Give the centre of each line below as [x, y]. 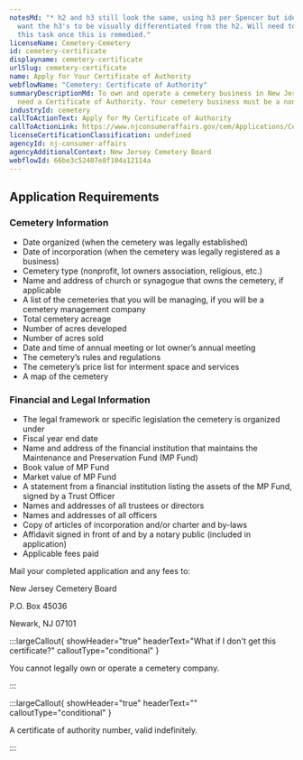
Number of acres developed [75, 329]
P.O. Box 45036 [38, 607]
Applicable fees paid [60, 554]
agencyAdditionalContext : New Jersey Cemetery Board [110, 152]
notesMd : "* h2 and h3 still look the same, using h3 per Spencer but [145, 18]
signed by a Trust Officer [69, 496]
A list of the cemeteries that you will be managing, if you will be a [143, 300]
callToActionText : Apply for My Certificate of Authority [120, 118]
